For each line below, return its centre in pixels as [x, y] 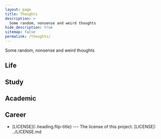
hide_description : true [29, 28]
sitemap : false [20, 32]
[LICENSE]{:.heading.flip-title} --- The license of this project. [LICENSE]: [84, 126]
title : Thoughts [21, 14]
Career [16, 115]
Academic [21, 99]
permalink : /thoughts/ [28, 37]
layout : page [18, 9]
